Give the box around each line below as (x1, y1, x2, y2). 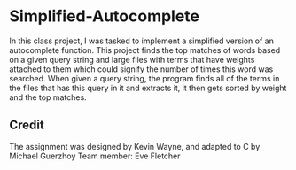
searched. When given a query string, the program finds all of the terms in (9, 73, 280, 83)
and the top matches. (9, 91, 87, 103)
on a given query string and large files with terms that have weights (9, 54, 255, 65)
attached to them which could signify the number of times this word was (9, 64, 274, 74)
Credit (9, 118, 44, 133)
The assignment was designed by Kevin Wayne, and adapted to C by (9, 141, 261, 151)
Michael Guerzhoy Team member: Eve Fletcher (9, 151, 181, 161)
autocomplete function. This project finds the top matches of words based (9, 44, 281, 55)
